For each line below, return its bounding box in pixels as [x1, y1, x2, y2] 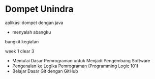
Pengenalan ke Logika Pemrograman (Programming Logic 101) [12, 63, 139, 69]
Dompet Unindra [5, 3, 74, 15]
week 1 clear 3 [5, 48, 34, 54]
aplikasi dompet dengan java [5, 20, 63, 26]
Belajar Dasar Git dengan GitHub [12, 68, 78, 74]
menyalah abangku [12, 29, 51, 35]
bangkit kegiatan [5, 38, 39, 45]
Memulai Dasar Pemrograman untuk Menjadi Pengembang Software [12, 57, 151, 63]
